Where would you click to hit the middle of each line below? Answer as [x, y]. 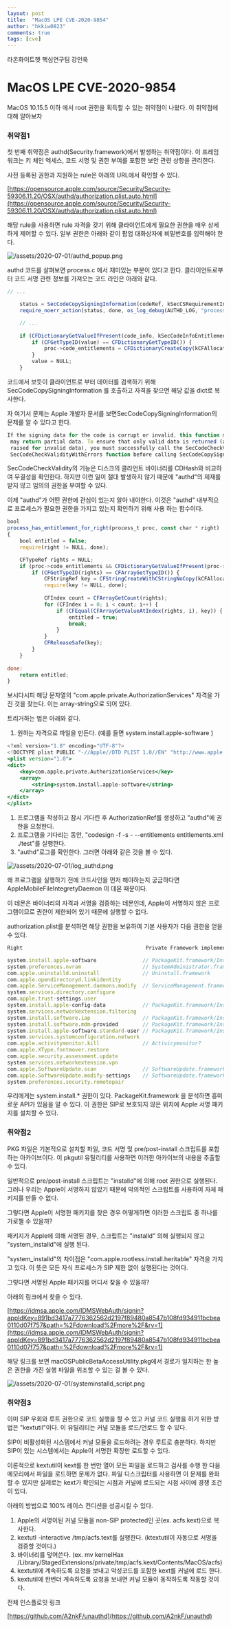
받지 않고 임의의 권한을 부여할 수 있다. [57, 485]
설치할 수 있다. [39, 1113]
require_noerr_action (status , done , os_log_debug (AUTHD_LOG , [109, 311]
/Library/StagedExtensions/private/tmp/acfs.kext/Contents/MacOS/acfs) [120, 1562]
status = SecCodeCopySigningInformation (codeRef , [92, 304]
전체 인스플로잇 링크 [34, 1602]
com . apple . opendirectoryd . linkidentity [64, 980]
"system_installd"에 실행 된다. [48, 1244]
